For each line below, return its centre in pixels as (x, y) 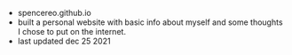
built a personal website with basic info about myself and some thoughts (150, 22)
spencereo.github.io (54, 13)
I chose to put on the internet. (72, 31)
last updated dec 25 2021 (64, 41)
